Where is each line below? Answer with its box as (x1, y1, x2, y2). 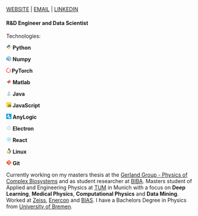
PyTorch (11, 67, 33, 75)
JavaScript (12, 102, 40, 109)
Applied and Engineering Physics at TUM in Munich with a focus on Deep (6, 184, 186, 191)
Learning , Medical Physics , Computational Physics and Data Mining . (6, 190, 179, 198)
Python (12, 44, 32, 51)
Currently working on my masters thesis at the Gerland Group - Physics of (6, 171, 188, 178)
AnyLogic (12, 113, 37, 121)
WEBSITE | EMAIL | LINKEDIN (6, 6, 78, 13)
